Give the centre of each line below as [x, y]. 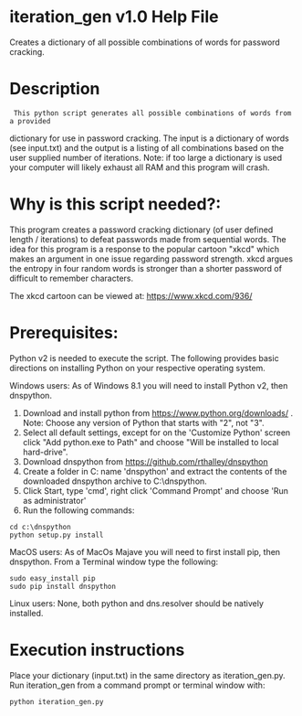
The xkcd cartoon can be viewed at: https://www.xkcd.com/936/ [131, 295]
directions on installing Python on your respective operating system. [138, 368]
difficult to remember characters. [72, 278]
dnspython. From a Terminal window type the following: [114, 561]
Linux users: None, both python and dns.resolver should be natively [137, 603]
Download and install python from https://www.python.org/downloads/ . [158, 412]
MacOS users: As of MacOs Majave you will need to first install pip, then [145, 551]
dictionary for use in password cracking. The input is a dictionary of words [149, 138]
